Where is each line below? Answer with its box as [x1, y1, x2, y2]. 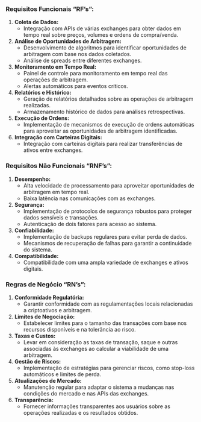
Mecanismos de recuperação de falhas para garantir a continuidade [23, 239, 192, 247]
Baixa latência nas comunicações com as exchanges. [23, 195, 156, 202]
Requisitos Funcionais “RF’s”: [5, 5, 94, 13]
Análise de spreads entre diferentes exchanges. [23, 57, 142, 65]
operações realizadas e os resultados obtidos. [23, 409, 138, 416]
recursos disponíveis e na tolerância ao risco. [23, 326, 136, 333]
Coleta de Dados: [14, 19, 59, 26]
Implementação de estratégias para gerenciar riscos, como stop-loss [23, 364, 195, 371]
